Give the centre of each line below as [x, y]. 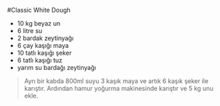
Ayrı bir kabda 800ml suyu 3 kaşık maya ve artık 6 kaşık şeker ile [116, 81]
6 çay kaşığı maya [43, 45]
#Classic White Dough [39, 10]
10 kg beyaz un [39, 23]
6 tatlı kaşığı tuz [40, 60]
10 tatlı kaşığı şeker [44, 53]
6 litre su [30, 31]
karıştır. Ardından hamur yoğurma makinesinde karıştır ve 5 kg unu [119, 88]
